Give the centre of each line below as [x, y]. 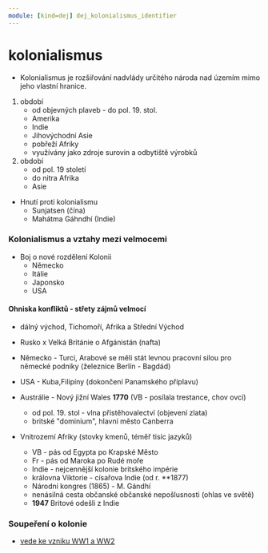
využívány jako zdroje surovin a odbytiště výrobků [114, 152]
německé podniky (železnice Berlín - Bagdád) [95, 366]
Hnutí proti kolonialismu [59, 201]
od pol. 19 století [59, 169]
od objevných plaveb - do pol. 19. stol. [94, 109]
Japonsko [48, 282]
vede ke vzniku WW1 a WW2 [67, 541]
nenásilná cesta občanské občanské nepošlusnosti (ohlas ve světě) [143, 495]
